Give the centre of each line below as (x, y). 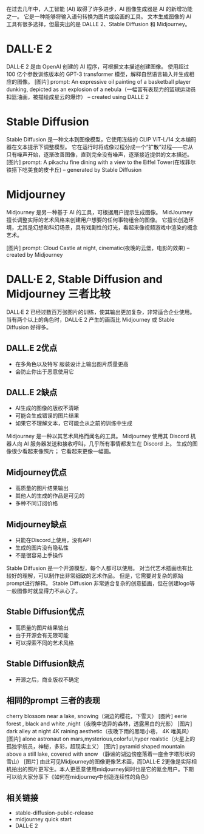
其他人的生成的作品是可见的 (50, 496)
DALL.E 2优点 (32, 348)
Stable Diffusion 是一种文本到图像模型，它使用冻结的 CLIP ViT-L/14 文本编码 (101, 139)
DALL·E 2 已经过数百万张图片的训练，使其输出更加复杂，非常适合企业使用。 (101, 312)
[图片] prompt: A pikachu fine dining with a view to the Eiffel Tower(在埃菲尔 (101, 162)
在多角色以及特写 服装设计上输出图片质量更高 (72, 364)
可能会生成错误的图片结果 (47, 416)
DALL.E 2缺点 (32, 392)
